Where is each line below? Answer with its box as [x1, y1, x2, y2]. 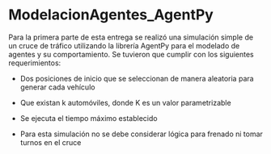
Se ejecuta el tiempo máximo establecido [19, 113, 158, 123]
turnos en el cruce [19, 137, 82, 147]
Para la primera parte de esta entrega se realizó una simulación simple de [8, 32, 253, 42]
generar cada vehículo [19, 82, 95, 92]
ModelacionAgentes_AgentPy [8, 6, 214, 24]
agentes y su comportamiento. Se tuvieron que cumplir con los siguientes [8, 49, 254, 59]
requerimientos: [8, 58, 61, 68]
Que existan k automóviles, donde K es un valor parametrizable [19, 98, 232, 107]
